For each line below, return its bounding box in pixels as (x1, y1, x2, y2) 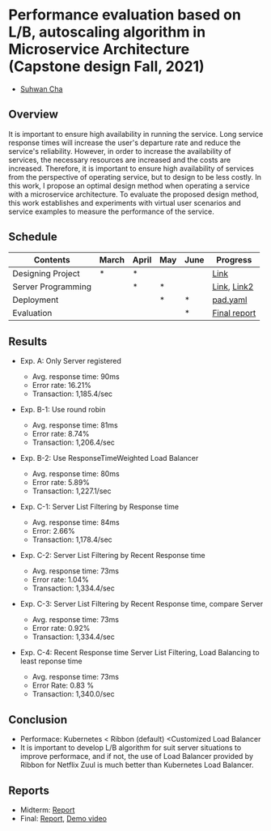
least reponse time (19, 656, 83, 666)
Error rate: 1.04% (32, 575, 89, 585)
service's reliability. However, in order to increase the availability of (8, 146, 232, 156)
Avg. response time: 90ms (32, 372, 120, 381)
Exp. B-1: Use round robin (19, 405, 106, 415)
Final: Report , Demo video (19, 814, 108, 823)
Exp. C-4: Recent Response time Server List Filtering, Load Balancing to (19, 648, 260, 658)
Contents (33, 254, 70, 265)
